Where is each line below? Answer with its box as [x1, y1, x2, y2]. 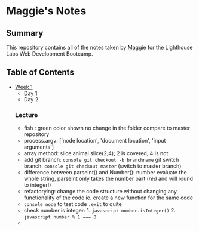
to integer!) [23, 181, 51, 189]
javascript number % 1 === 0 [23, 214, 97, 220]
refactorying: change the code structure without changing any [23, 188, 177, 195]
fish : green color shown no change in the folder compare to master [23, 124, 191, 132]
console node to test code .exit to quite [23, 201, 123, 208]
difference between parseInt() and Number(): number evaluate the [23, 169, 187, 176]
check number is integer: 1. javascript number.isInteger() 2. [23, 207, 176, 214]
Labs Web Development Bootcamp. [6, 50, 94, 57]
